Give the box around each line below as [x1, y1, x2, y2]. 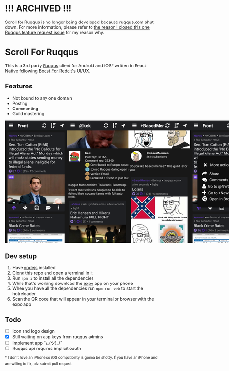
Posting [12, 100, 28, 106]
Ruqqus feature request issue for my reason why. [5, 29, 104, 35]
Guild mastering [12, 110, 45, 116]
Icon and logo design [12, 328, 55, 334]
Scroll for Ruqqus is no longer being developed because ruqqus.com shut [5, 19, 154, 25]
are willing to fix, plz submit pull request [5, 361, 72, 366]
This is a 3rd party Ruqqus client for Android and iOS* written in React [5, 63, 146, 68]
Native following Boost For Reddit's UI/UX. [5, 68, 91, 74]
